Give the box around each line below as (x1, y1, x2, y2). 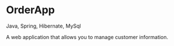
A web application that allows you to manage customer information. (6, 33, 168, 40)
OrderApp (6, 3, 55, 17)
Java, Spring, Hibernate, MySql (6, 22, 81, 29)
